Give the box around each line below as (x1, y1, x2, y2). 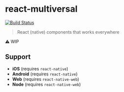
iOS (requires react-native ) (12, 66, 69, 71)
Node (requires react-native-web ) (12, 81, 81, 87)
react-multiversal (5, 3, 78, 15)
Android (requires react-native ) (12, 71, 78, 77)
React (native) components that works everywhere (17, 29, 120, 35)
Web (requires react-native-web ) (12, 76, 79, 82)
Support (5, 53, 31, 61)
